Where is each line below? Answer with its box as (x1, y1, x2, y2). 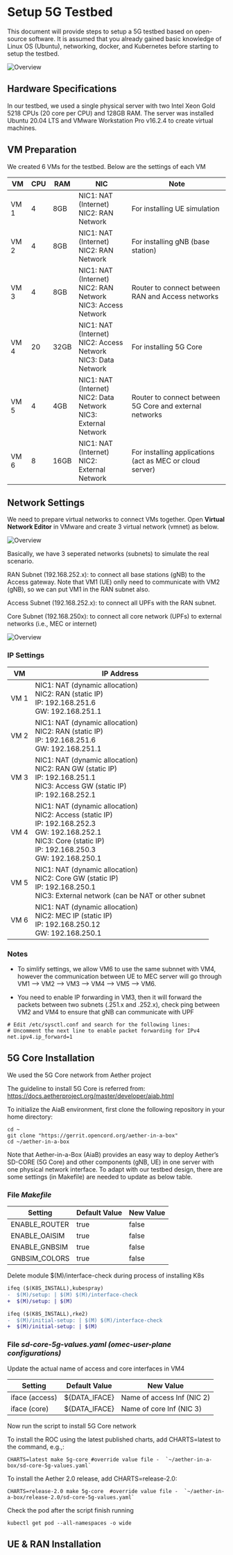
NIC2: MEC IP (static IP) (35, 911, 113, 920)
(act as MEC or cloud (131, 456, 200, 465)
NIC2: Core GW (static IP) (35, 873, 119, 883)
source (7, 34, 28, 42)
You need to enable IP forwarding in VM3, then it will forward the (17, 993, 202, 1001)
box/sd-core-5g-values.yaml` (7, 1462, 92, 1469)
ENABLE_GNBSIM (10, 1243, 68, 1252)
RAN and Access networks (131, 292, 219, 301)
